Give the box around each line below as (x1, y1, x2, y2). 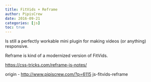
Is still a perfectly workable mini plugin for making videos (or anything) (5, 38, 147, 44)
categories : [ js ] (5, 20, 40, 26)
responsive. (5, 43, 29, 49)
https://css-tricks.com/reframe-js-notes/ (5, 62, 87, 68)
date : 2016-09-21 (5, 16, 40, 21)
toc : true (5, 25, 25, 30)
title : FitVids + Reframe (5, 7, 57, 12)
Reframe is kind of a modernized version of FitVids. (5, 53, 108, 58)
